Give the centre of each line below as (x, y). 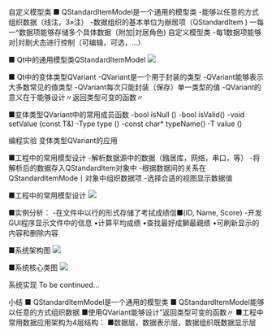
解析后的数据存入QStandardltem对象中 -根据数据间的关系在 (108, 168)
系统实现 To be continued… (54, 285)
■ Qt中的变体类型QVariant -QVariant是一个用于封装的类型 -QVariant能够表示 (136, 77)
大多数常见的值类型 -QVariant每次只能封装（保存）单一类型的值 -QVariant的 (135, 87)
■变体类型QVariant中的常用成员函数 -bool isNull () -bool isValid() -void (127, 115)
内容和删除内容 (33, 233)
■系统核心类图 (33, 268)
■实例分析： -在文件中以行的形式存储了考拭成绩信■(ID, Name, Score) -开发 (135, 213)
